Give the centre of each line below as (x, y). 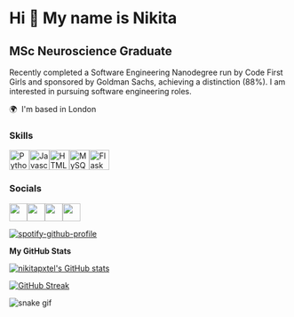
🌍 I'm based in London (53, 109)
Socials (25, 189)
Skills (21, 135)
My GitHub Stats (40, 251)
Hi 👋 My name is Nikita (93, 18)
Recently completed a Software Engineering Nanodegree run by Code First (146, 72)
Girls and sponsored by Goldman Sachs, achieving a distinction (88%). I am (147, 82)
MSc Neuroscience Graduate (91, 51)
